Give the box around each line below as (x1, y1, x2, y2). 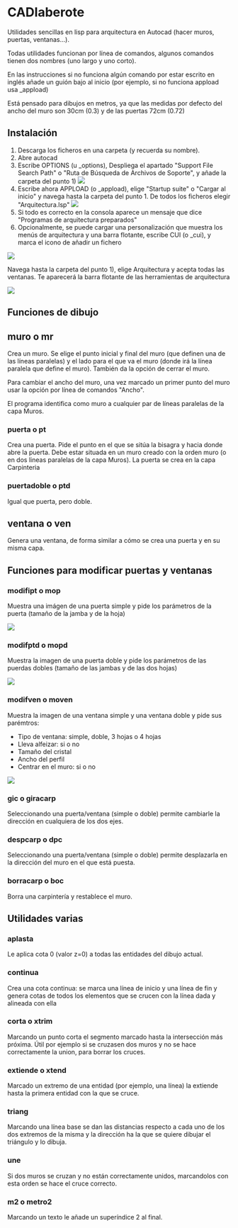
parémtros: (7, 719, 40, 727)
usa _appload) (7, 85, 49, 94)
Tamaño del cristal (17, 747, 72, 755)
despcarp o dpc (7, 834, 62, 844)
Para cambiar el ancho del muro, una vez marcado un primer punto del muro (7, 378, 230, 386)
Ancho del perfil (17, 755, 65, 763)
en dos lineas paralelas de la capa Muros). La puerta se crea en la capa (7, 456, 216, 464)
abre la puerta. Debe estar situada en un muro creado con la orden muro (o (7, 448, 227, 457)
